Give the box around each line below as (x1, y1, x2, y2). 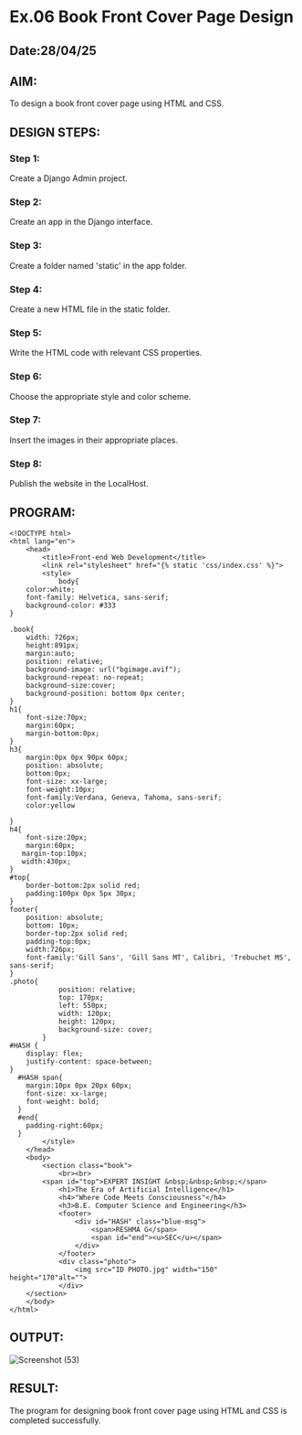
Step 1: (9, 152, 40, 165)
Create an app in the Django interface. (9, 217, 153, 228)
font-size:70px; (26, 712, 89, 722)
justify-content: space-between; (26, 1056, 153, 1066)
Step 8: (9, 457, 43, 470)
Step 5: (9, 327, 43, 339)
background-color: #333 (26, 601, 117, 610)
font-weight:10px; (26, 785, 96, 794)
